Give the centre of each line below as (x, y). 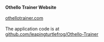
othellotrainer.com (24, 18)
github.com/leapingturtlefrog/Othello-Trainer (52, 34)
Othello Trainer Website (31, 7)
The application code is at (32, 29)
